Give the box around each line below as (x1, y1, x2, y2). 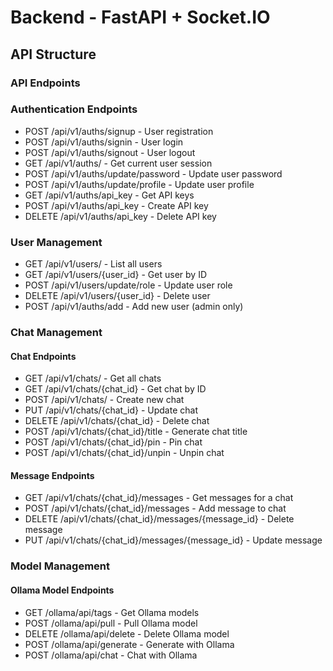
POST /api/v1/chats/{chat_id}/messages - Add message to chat (24, 502, 287, 515)
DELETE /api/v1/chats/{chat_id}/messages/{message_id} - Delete (24, 513, 295, 525)
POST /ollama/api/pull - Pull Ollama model (24, 617, 198, 629)
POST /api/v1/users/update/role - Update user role (24, 279, 233, 291)
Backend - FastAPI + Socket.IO (10, 6, 271, 29)
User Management (10, 235, 103, 249)
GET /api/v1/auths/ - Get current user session (24, 157, 213, 169)
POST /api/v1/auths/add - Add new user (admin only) (24, 301, 244, 313)
